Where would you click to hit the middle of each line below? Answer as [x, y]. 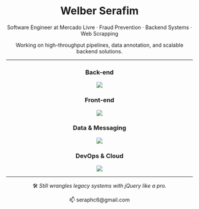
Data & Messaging [99, 128]
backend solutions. [99, 51]
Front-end [99, 100]
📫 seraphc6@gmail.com [99, 200]
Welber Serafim [99, 11]
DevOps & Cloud [99, 156]
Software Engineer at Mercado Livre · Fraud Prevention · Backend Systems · [99, 27]
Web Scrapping [99, 33]
